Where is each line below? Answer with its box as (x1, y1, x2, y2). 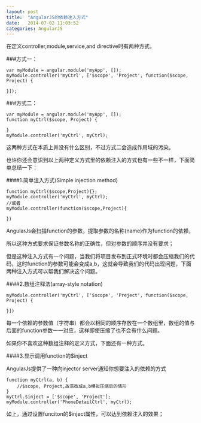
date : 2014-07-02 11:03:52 (6, 20, 79, 26)
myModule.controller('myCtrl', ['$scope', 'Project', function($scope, (6, 72, 188, 78)
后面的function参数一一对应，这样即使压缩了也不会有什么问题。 (6, 327, 163, 334)
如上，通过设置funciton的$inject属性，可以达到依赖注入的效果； (6, 410, 165, 418)
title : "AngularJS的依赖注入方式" (6, 14, 89, 20)
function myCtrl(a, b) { (6, 377, 68, 383)
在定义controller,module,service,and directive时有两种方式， (6, 43, 156, 50)
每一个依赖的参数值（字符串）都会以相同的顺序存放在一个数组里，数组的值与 (6, 319, 195, 327)
